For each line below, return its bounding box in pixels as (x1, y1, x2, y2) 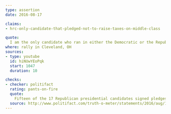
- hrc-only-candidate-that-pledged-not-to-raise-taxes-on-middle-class (5, 26, 160, 31)
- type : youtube (5, 54, 40, 59)
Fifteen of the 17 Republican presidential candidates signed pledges (14, 96, 167, 101)
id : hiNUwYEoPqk (10, 59, 44, 64)
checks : (5, 77, 22, 83)
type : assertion (5, 7, 40, 13)
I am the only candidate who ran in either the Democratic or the (10, 40, 154, 45)
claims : (5, 21, 22, 26)
